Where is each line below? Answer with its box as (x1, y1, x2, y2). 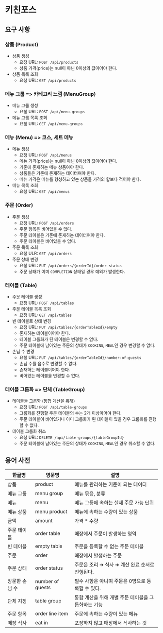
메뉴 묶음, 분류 (74, 490, 106, 497)
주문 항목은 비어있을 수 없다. (19, 226, 73, 232)
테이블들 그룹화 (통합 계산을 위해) (12, 398, 75, 404)
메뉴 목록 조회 (12, 183, 38, 188)
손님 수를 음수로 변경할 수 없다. (19, 360, 78, 367)
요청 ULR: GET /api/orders (19, 250, 72, 256)
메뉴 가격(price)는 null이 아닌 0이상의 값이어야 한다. (19, 158, 118, 164)
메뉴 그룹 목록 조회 (12, 115, 48, 120)
